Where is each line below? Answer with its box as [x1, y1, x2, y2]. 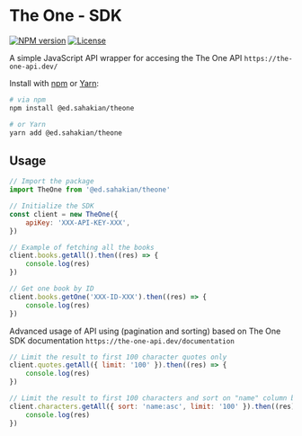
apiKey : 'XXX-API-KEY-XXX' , [25, 218, 130, 227]
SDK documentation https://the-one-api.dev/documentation [9, 334, 235, 346]
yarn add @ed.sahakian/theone [9, 128, 123, 138]
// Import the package [9, 177, 94, 186]
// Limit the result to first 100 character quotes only [9, 352, 227, 361]
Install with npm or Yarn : [9, 77, 100, 88]
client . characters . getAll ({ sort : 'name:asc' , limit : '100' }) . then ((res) [9, 402, 296, 411]
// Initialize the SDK [9, 201, 94, 210]
